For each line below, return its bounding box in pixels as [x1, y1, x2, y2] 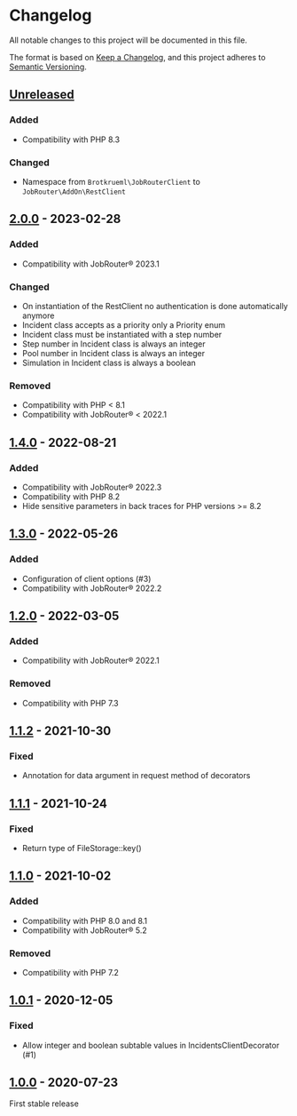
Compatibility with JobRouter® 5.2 [21, 925, 148, 936]
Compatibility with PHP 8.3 [21, 134, 121, 145]
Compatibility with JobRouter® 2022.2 [21, 583, 162, 594]
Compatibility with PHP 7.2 [21, 967, 120, 977]
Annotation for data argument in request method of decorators [21, 770, 251, 781]
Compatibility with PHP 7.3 [21, 697, 119, 708]
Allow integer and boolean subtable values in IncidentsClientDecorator [21, 1040, 280, 1050]
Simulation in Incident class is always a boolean [21, 357, 197, 368]
